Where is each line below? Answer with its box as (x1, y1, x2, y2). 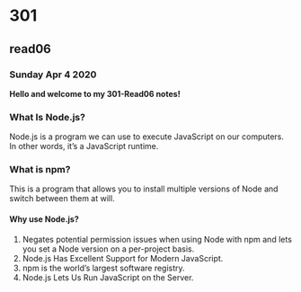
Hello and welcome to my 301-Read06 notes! (9, 88, 181, 99)
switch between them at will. (9, 193, 115, 204)
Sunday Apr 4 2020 (9, 68, 97, 81)
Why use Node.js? (9, 214, 79, 225)
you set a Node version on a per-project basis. (22, 243, 195, 254)
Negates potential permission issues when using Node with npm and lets (22, 234, 292, 244)
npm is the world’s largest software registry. (22, 262, 186, 273)
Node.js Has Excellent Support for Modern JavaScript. (22, 252, 224, 263)
